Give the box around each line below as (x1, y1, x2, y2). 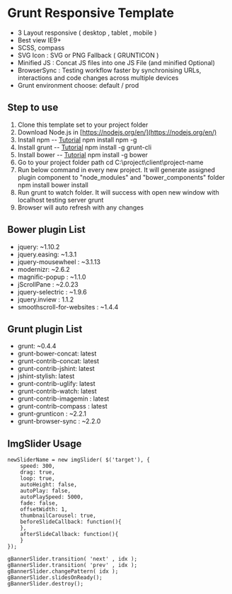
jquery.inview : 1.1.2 (17, 295, 74, 304)
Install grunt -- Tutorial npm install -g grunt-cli (17, 143, 152, 152)
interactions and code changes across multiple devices (17, 73, 179, 82)
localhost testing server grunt (17, 195, 104, 204)
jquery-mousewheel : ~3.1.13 (17, 257, 101, 266)
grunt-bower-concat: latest (17, 349, 97, 358)
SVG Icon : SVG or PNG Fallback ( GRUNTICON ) (17, 51, 159, 59)
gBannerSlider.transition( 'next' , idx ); (7, 556, 138, 563)
